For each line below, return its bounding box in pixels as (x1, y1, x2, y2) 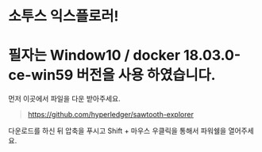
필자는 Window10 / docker (8, 47, 181, 64)
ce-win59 (8, 66, 74, 84)
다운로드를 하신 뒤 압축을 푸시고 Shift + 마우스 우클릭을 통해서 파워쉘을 (8, 126, 227, 135)
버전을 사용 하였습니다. (76, 66, 216, 84)
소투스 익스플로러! (8, 7, 119, 25)
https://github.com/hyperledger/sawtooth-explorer (27, 110, 195, 120)
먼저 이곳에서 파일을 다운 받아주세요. (8, 94, 121, 104)
